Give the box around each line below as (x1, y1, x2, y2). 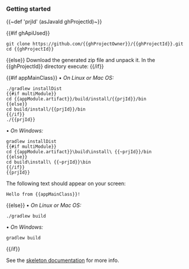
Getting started (6, 5, 51, 13)
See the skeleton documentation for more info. (6, 257, 119, 264)
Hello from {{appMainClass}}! (6, 192, 81, 197)
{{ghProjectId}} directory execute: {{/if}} (6, 63, 105, 70)
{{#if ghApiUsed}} (6, 30, 50, 37)
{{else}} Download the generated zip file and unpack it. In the (6, 57, 155, 64)
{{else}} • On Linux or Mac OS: (6, 202, 82, 209)
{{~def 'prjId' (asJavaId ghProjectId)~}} (6, 18, 102, 25)
